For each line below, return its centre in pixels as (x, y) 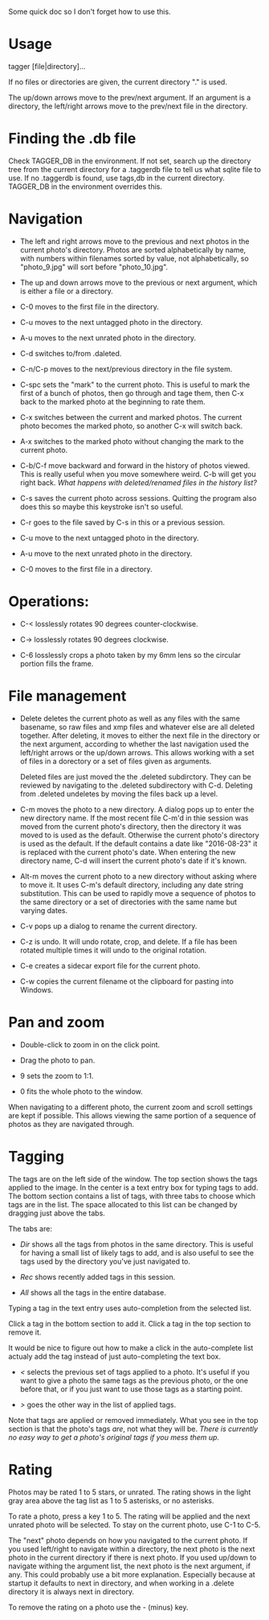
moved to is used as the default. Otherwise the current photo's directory (139, 835)
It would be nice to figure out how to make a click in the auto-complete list (131, 1347)
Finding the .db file (72, 139)
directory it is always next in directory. (71, 1591)
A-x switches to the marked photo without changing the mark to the (132, 441)
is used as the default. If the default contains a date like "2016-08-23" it (139, 843)
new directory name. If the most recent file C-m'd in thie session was (134, 818)
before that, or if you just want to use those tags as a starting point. (131, 1389)
